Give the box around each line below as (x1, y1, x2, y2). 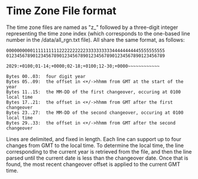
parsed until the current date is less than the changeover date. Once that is (6, 154, 189, 161)
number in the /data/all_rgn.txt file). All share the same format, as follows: (6, 36, 185, 43)
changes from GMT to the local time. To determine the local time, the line (6, 142, 184, 149)
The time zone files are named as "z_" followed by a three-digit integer (6, 24, 178, 31)
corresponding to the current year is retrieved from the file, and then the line (6, 148, 192, 155)
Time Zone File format (6, 4, 116, 18)
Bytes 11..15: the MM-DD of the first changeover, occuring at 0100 (6, 89, 181, 95)
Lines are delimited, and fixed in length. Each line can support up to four (6, 135, 181, 142)
